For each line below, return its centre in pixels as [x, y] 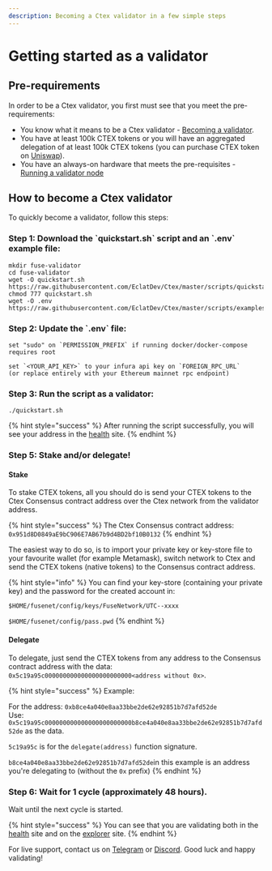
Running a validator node [62, 173]
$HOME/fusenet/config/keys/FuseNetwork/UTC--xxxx [94, 606]
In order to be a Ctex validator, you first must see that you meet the [120, 105]
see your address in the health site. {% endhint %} [92, 434]
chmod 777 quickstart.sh [50, 294]
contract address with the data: [61, 666]
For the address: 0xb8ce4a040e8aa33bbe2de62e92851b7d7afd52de [113, 707]
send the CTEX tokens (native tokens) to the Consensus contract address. [132, 567]
